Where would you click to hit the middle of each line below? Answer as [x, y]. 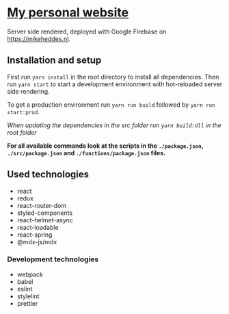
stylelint [28, 296]
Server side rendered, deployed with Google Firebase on [87, 31]
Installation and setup [54, 61]
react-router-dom [42, 205]
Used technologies [48, 175]
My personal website [68, 13]
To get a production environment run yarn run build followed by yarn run [111, 105]
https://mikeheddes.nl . [39, 38]
